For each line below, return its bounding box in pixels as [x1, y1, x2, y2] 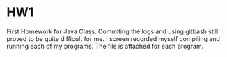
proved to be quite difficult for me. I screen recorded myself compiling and [6, 34, 220, 42]
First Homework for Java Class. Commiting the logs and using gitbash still [6, 27, 219, 35]
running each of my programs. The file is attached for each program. [6, 42, 204, 50]
